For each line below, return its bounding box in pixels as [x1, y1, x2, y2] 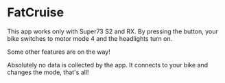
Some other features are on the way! [7, 48, 111, 56]
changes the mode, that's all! [7, 68, 89, 76]
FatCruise [7, 5, 64, 20]
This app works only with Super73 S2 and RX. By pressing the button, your [7, 27, 218, 35]
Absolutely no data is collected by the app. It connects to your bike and [7, 61, 208, 69]
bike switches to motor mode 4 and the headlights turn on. [7, 34, 173, 42]
